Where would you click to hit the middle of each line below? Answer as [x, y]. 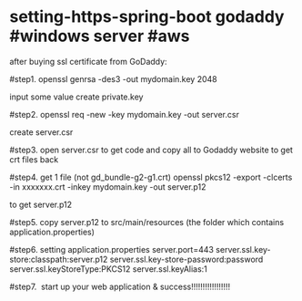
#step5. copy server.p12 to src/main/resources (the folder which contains [147, 222]
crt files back [34, 159]
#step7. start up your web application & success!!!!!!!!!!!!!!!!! [120, 286]
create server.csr [41, 132]
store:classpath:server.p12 [59, 259]
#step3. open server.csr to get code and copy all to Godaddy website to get [151, 150]
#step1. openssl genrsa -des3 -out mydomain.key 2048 [113, 78]
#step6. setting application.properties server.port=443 [111, 249]
